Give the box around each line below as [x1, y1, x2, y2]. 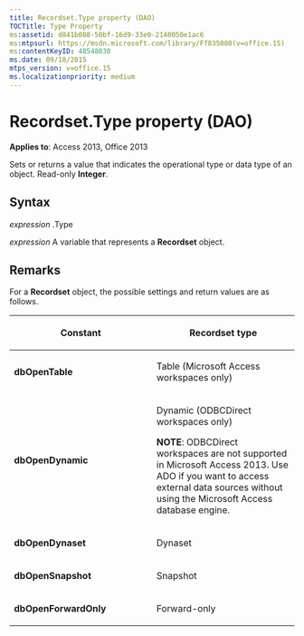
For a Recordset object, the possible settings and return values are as [9, 286, 270, 297]
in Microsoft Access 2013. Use [157, 458, 289, 471]
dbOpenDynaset [14, 536, 86, 549]
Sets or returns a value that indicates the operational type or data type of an [9, 159, 292, 169]
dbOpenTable [14, 366, 73, 379]
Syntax [9, 195, 51, 210]
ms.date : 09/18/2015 [9, 55, 88, 64]
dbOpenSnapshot [14, 570, 92, 583]
